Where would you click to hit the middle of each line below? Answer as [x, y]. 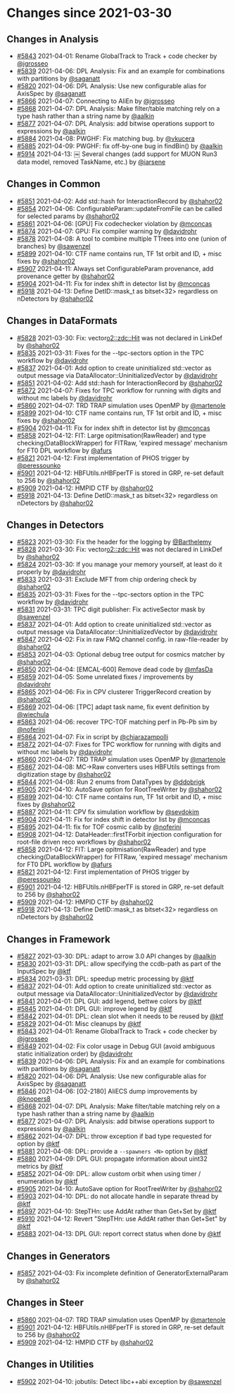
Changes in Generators [58, 1256]
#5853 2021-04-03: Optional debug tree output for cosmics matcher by [121, 654]
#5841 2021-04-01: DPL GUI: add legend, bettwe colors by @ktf [109, 1001]
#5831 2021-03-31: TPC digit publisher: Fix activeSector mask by [111, 609]
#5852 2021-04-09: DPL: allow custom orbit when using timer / [109, 1174]
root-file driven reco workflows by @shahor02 [84, 842]
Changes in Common [53, 184]
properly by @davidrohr [51, 572]
